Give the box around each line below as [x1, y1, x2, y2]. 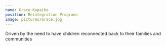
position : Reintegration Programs [5, 12, 78, 17]
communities [5, 36, 32, 42]
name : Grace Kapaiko [5, 7, 49, 13]
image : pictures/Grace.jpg [5, 17, 62, 22]
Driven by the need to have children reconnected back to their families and [5, 31, 161, 37]
